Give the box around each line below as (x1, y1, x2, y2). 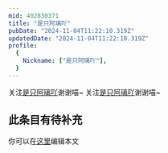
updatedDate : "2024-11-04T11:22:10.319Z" (8, 34, 150, 43)
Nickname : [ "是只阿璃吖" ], (23, 57, 107, 65)
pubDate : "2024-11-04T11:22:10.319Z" (8, 27, 135, 35)
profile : (8, 42, 38, 50)
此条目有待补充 (8, 114, 83, 127)
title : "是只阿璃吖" (8, 19, 71, 27)
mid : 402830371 (8, 11, 59, 20)
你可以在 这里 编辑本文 (8, 136, 79, 146)
